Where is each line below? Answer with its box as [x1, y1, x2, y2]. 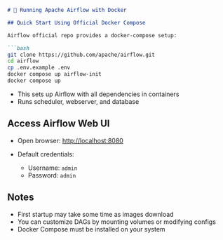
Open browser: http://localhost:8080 [17, 136, 124, 145]
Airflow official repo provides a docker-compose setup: [7, 32, 177, 39]
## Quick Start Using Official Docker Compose [7, 19, 146, 26]
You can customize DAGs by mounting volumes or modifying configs [17, 218, 216, 226]
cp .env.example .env [7, 64, 71, 72]
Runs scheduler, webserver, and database [17, 97, 140, 105]
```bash [7, 44, 30, 52]
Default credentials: [17, 149, 75, 158]
